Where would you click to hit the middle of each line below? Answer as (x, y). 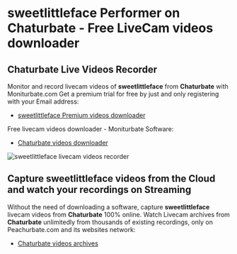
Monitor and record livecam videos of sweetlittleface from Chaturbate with (118, 86)
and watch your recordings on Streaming (99, 190)
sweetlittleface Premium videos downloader (81, 115)
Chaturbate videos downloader (63, 143)
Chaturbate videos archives (58, 243)
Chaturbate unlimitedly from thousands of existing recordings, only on (110, 222)
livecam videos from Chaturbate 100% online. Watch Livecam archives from (118, 214)
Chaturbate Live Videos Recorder (82, 69)
